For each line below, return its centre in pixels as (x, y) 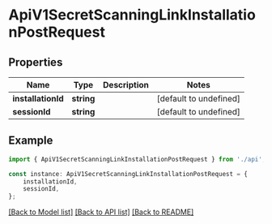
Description (126, 85)
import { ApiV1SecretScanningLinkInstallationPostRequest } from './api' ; (137, 159)
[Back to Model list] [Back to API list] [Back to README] (101, 212)
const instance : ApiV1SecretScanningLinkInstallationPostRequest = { (128, 174)
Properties (36, 62)
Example (31, 141)
